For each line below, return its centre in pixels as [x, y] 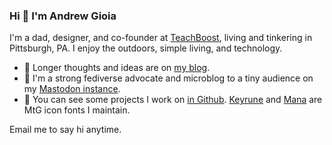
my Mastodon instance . [72, 89]
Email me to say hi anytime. [65, 130]
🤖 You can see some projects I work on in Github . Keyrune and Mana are [173, 100]
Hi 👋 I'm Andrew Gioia [63, 16]
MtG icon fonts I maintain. [77, 110]
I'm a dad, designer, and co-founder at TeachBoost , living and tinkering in [161, 38]
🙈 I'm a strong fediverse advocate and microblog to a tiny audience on [168, 78]
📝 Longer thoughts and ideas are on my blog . [117, 68]
